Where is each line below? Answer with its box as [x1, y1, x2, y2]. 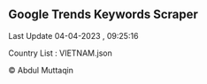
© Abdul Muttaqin [8, 65, 74, 75]
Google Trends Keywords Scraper [8, 7, 198, 22]
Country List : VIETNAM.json [8, 48, 112, 58]
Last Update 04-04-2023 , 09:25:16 [8, 30, 139, 41]
